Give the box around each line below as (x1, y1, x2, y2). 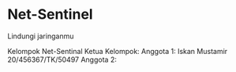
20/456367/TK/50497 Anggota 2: (7, 55, 118, 64)
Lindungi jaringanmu (7, 31, 74, 41)
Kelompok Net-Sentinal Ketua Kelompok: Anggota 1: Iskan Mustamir (7, 46, 228, 56)
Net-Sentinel (7, 5, 93, 23)
